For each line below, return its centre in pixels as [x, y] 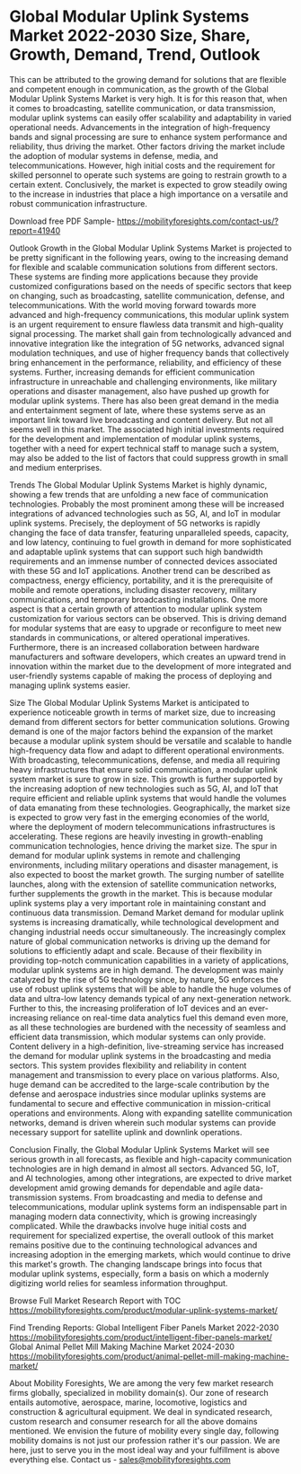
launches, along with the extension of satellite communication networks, [143, 884]
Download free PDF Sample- [62, 221]
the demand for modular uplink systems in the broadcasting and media [140, 1055]
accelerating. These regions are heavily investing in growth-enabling [136, 836]
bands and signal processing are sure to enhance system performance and [148, 137]
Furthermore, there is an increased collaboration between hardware [134, 647]
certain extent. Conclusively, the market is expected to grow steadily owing [148, 184]
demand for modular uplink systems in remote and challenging [125, 855]
